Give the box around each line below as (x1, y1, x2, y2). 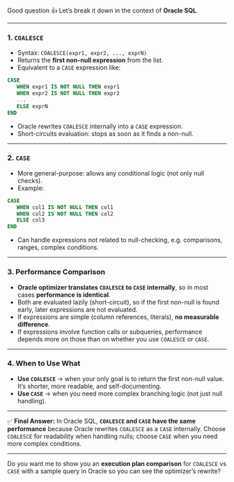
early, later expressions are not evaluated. (17, 305, 138, 313)
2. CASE (7, 153, 31, 163)
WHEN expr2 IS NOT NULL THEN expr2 (16, 90, 120, 97)
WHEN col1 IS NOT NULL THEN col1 (16, 203, 114, 211)
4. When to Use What (7, 359, 81, 368)
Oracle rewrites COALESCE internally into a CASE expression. (17, 122, 183, 130)
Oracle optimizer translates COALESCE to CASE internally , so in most (17, 283, 209, 291)
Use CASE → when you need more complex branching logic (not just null (17, 389, 223, 398)
